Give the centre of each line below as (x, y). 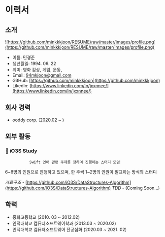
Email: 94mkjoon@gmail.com (42, 75)
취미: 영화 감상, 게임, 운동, (37, 70)
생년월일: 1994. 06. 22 (34, 64)
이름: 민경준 (24, 57)
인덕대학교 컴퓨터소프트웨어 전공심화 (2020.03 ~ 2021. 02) (69, 230)
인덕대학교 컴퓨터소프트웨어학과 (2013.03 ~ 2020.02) (64, 223)
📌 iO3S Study (21, 151)
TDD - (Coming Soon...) (136, 188)
